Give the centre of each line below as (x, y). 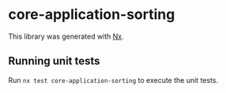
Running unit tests (54, 61)
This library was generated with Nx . (66, 36)
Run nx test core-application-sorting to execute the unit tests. (113, 80)
